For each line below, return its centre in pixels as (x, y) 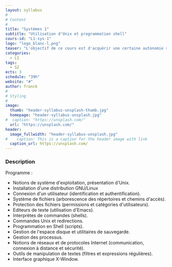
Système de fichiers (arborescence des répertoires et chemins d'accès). (89, 199)
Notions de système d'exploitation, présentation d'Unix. (71, 183)
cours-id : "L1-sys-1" (28, 39)
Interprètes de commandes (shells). (50, 216)
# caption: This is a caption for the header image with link (76, 139)
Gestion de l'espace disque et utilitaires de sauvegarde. (71, 232)
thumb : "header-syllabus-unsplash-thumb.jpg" (59, 110)
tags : (11, 63)
